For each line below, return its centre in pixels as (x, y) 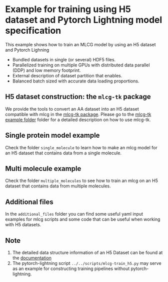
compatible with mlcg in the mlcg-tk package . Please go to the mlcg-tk (78, 114)
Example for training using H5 (68, 9)
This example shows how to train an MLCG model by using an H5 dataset (80, 44)
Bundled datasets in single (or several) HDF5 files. (64, 59)
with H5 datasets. (23, 225)
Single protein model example (52, 135)
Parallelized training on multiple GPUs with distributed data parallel (81, 65)
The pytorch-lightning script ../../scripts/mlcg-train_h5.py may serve (87, 263)
